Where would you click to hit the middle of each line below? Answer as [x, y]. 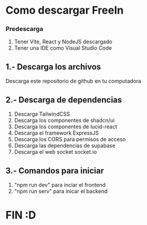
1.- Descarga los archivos [53, 67]
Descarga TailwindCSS [42, 114]
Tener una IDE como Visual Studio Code [63, 48]
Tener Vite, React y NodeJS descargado [63, 42]
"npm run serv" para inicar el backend [61, 191]
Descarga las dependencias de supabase [65, 145]
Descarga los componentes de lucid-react [65, 127]
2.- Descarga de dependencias [64, 99]
